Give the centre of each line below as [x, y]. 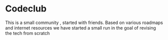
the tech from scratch [28, 33]
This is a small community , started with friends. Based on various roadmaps [84, 22]
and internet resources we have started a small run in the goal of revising [81, 27]
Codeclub [26, 9]
